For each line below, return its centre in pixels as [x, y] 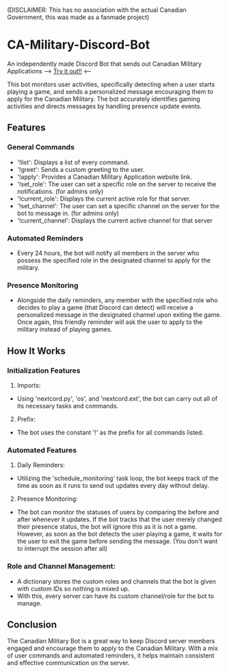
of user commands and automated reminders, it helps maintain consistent [111, 656]
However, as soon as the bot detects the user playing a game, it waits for [120, 534]
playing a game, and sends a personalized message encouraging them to [110, 91]
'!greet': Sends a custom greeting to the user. [81, 169]
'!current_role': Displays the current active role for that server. [104, 199]
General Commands [41, 147]
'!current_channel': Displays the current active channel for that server [115, 220]
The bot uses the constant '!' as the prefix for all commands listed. [110, 432]
